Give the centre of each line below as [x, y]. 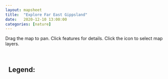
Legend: [22, 70]
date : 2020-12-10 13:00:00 [36, 19]
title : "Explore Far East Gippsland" [46, 15]
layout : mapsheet [24, 10]
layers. [12, 44]
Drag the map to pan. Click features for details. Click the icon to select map [84, 38]
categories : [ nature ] [28, 24]
